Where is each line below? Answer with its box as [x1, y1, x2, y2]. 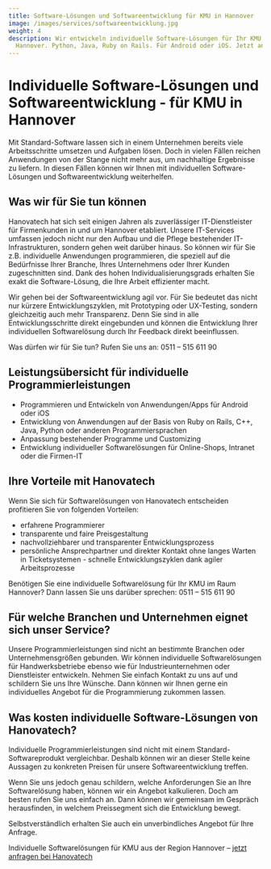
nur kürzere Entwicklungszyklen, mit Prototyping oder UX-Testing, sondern [8, 300, 258, 311]
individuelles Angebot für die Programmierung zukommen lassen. [8, 687, 226, 697]
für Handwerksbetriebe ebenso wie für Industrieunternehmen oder [8, 662, 231, 671]
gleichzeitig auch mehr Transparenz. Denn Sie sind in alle [8, 309, 199, 319]
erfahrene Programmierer [19, 520, 105, 529]
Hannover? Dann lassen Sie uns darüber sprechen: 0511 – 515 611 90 [8, 587, 236, 597]
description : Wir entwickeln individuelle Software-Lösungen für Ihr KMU [8, 34, 262, 43]
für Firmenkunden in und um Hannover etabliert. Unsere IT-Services [8, 225, 235, 235]
